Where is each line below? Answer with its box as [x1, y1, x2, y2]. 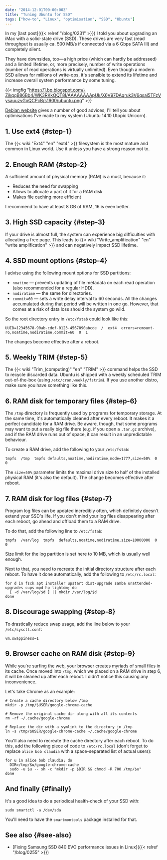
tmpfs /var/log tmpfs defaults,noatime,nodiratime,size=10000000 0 [5, 538, 157, 543]
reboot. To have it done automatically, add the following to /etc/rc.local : [5, 571, 156, 577]
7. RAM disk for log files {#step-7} [5, 494, 112, 503]
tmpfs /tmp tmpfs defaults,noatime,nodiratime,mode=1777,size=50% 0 [5, 456, 157, 461]
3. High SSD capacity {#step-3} [5, 218, 106, 227]
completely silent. [5, 46, 41, 53]
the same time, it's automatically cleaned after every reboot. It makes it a [5, 415, 155, 421]
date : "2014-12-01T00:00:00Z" [5, 7, 68, 13]
